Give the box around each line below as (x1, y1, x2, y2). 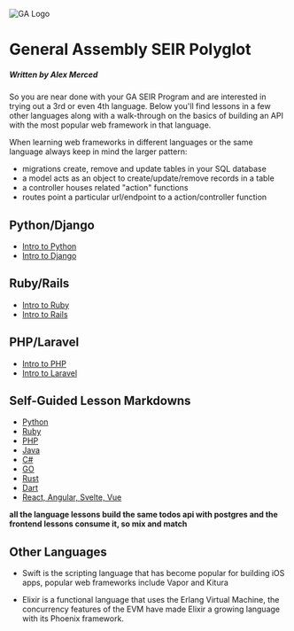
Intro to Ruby (21, 300, 70, 310)
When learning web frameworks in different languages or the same (9, 137, 254, 148)
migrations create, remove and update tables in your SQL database (21, 164, 267, 175)
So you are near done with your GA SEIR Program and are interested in (9, 91, 267, 102)
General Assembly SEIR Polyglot (9, 40, 251, 59)
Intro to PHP (21, 358, 66, 369)
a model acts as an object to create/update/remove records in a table (21, 173, 275, 183)
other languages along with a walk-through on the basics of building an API (9, 111, 283, 121)
